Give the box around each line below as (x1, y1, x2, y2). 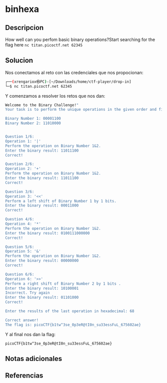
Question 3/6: (5, 189, 35, 194)
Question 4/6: (5, 217, 35, 222)
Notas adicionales (5, 355, 62, 363)
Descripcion (5, 23, 44, 32)
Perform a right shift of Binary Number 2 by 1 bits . (5, 281, 121, 286)
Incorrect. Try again (5, 290, 50, 295)
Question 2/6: (5, 162, 35, 167)
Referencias (5, 372, 44, 380)
